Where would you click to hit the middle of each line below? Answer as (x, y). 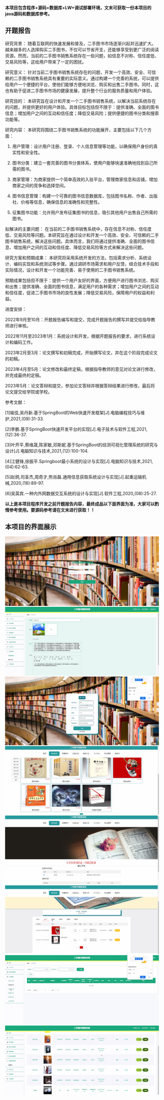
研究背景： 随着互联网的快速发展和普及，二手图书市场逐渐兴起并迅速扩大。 (81, 43)
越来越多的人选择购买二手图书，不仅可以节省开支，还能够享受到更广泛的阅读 (82, 49)
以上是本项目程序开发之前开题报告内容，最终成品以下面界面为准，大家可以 (80, 503)
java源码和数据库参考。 (29, 14)
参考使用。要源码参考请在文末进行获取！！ (52, 510)
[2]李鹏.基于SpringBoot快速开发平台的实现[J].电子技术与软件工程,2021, (76, 429)
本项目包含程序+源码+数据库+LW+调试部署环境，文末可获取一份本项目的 (78, 8)
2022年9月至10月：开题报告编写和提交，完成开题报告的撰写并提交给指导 (78, 319)
